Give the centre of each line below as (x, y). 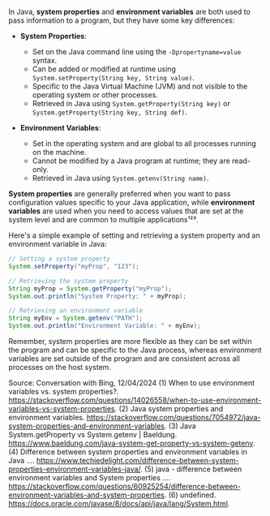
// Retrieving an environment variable (76, 311)
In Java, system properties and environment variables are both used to (130, 12)
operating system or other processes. (95, 95)
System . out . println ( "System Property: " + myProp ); (97, 296)
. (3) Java (180, 426)
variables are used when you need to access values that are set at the (126, 211)
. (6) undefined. (190, 495)
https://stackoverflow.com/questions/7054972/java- (174, 417)
